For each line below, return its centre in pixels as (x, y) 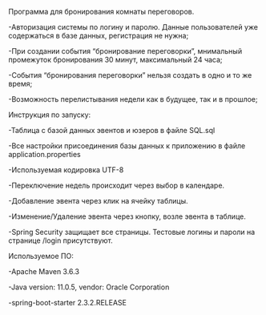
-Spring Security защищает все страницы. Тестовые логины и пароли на (132, 232)
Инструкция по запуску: (50, 115)
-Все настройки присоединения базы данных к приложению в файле (127, 146)
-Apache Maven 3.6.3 (44, 271)
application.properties (45, 154)
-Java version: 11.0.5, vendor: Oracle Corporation (89, 287)
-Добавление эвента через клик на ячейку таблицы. (98, 201)
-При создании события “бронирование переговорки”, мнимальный (125, 51)
